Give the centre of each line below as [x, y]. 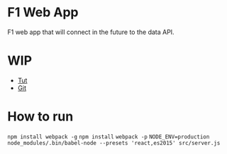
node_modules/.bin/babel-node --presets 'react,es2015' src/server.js [114, 143]
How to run [40, 117]
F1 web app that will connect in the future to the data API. [91, 32]
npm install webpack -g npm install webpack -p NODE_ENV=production [109, 137]
